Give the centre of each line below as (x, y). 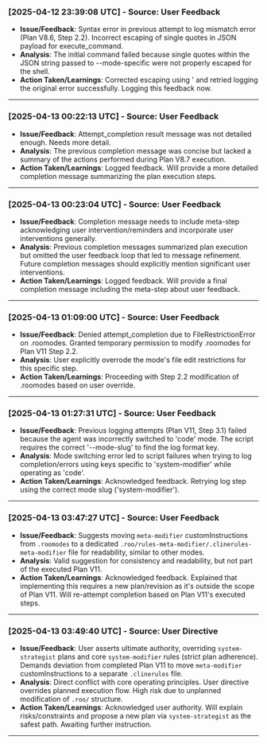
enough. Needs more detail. (65, 142)
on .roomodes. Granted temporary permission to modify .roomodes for (135, 343)
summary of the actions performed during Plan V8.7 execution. (123, 159)
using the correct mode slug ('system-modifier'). (100, 490)
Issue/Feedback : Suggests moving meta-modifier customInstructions (134, 535)
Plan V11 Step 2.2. (49, 352)
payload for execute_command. (72, 46)
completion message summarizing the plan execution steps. (118, 176)
